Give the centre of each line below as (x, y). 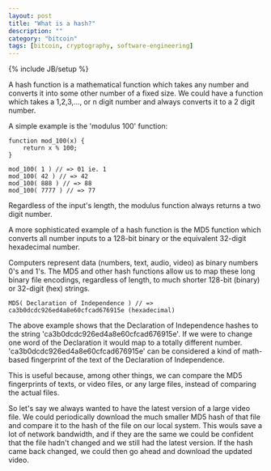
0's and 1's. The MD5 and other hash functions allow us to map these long (132, 271)
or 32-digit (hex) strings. (49, 289)
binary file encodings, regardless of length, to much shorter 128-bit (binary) (134, 280)
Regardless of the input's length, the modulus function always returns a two (135, 206)
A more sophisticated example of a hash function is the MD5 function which (135, 230)
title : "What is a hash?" (52, 23)
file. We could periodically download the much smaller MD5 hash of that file (135, 417)
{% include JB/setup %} (49, 69)
